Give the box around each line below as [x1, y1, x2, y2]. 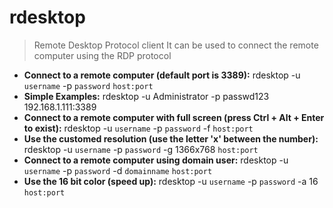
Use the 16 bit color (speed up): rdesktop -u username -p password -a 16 [23, 175, 319, 187]
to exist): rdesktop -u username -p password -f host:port [23, 122, 254, 134]
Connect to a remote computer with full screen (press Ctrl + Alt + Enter [23, 111, 325, 123]
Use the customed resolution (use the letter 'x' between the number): [23, 132, 319, 145]
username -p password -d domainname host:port [23, 164, 213, 176]
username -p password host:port [23, 79, 154, 91]
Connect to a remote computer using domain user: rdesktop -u [23, 154, 289, 166]
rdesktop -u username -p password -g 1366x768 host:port [23, 143, 259, 155]
